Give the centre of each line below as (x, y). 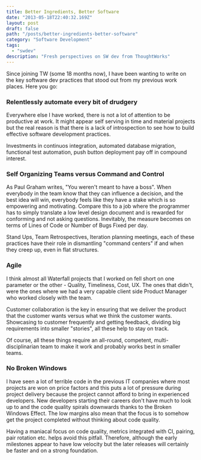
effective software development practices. (58, 134)
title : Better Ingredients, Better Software (63, 12)
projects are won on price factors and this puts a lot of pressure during (94, 387)
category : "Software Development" (49, 40)
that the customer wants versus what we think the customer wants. (89, 315)
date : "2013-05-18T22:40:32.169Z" (49, 17)
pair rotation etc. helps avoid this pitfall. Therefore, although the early (92, 437)
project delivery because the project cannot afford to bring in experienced (98, 394)
